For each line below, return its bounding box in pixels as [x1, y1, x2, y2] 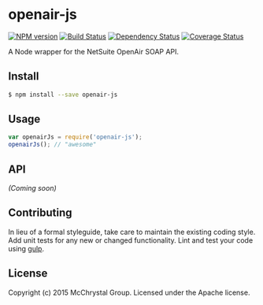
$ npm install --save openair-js [8, 91, 118, 99]
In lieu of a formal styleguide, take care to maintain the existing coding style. [8, 227, 256, 236]
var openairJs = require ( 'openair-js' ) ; [8, 133, 143, 141]
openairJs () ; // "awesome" [8, 140, 97, 149]
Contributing [8, 206, 72, 220]
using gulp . [8, 244, 45, 253]
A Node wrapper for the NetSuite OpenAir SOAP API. [8, 46, 180, 56]
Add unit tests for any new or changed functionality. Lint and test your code [8, 235, 254, 245]
